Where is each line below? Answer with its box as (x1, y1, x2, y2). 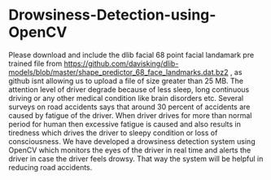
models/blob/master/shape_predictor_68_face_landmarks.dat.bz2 (8, 67, 229, 77)
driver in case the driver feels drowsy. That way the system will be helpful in (8, 153, 264, 164)
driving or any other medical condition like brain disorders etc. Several (8, 93, 244, 103)
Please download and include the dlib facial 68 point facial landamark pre (8, 50, 255, 59)
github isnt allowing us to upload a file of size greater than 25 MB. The (8, 76, 244, 86)
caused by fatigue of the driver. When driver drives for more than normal (8, 110, 252, 120)
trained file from (8, 59, 63, 68)
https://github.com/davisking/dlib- (63, 59, 179, 68)
